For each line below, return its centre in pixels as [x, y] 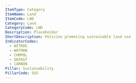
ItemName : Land [21, 14]
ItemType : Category [25, 10]
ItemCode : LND [20, 19]
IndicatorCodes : [22, 41]
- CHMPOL [18, 55]
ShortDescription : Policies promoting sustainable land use [68, 37]
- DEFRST [18, 60]
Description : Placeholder [32, 32]
